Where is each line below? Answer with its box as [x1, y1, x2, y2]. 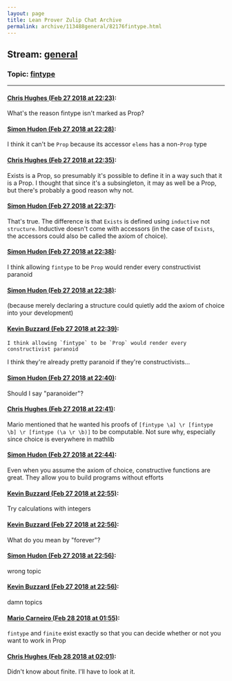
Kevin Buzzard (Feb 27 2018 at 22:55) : [7, 489, 119, 497]
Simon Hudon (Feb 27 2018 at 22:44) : [7, 451, 117, 459]
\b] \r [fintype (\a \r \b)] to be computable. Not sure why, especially [7, 427, 216, 435]
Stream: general [7, 48, 78, 60]
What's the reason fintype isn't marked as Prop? [7, 109, 145, 117]
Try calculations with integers [7, 504, 91, 513]
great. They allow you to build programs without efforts [7, 473, 164, 482]
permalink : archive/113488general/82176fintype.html [7, 23, 162, 30]
